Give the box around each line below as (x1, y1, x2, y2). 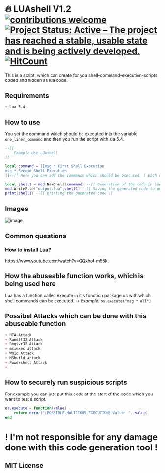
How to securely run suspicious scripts (5, 378, 128, 386)
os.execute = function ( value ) (5, 406, 67, 411)
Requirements (5, 92, 49, 100)
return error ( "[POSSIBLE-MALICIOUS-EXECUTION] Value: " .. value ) (14, 411, 148, 416)
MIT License (5, 461, 44, 470)
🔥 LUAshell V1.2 (5, 3, 72, 15)
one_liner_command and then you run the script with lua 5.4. (5, 136, 124, 142)
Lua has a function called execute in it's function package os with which (5, 292, 151, 298)
